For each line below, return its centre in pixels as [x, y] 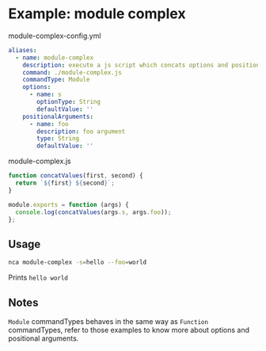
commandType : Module [56, 80]
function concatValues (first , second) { [76, 176]
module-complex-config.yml [55, 36]
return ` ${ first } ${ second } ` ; [65, 183]
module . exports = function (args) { [68, 204]
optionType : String [69, 102]
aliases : [23, 50]
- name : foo [49, 124]
